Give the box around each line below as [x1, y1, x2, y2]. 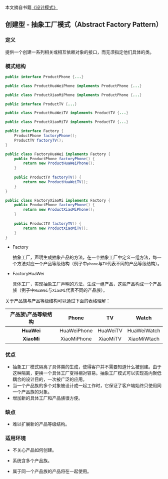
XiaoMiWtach [128, 335, 160, 342]
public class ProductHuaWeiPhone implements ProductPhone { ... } [5, 83, 142, 89]
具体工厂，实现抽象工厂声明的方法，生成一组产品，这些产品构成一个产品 [12, 281, 161, 287]
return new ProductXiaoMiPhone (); [23, 207, 95, 212]
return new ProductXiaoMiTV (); [23, 226, 88, 231]
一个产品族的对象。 [12, 388, 52, 394]
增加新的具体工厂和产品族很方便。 [12, 395, 83, 401]
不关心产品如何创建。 [12, 447, 56, 453]
